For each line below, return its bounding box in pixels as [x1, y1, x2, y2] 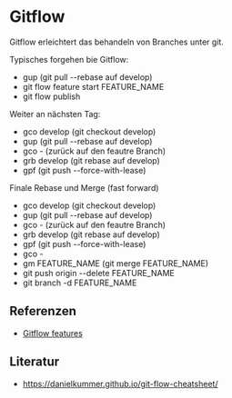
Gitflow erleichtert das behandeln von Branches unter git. [9, 36, 225, 47]
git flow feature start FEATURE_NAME [22, 81, 165, 92]
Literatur [9, 354, 60, 370]
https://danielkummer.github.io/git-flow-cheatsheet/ [22, 378, 218, 389]
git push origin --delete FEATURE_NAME [22, 267, 175, 278]
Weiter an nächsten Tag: [9, 108, 101, 119]
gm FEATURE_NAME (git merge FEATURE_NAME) [22, 257, 209, 269]
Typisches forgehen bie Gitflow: [9, 54, 129, 65]
